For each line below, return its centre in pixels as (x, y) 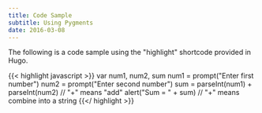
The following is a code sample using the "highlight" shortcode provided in (129, 53)
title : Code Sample (40, 15)
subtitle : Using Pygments (51, 23)
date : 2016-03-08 (37, 30)
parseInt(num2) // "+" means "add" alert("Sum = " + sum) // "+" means (124, 93)
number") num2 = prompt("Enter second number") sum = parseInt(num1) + (130, 84)
